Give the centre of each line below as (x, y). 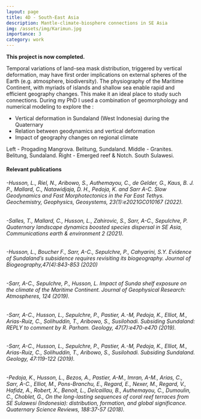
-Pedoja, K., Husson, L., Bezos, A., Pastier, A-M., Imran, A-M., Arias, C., (94, 377)
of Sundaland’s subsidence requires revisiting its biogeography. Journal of (98, 258)
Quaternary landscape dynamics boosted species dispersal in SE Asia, (94, 227)
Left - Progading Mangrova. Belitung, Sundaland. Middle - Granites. (89, 149)
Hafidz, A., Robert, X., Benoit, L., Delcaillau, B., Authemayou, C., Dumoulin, (98, 390)
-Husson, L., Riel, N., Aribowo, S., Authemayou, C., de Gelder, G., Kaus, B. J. (100, 183)
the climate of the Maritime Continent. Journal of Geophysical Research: (96, 290)
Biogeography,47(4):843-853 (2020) (52, 265)
